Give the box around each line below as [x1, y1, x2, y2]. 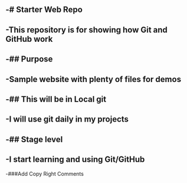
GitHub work [5, 34, 53, 44]
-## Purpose [5, 54, 53, 64]
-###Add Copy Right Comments [5, 170, 84, 177]
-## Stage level [5, 134, 63, 144]
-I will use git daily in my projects [5, 115, 129, 125]
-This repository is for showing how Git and [5, 25, 168, 35]
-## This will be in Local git [5, 94, 107, 104]
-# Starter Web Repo [5, 5, 83, 15]
